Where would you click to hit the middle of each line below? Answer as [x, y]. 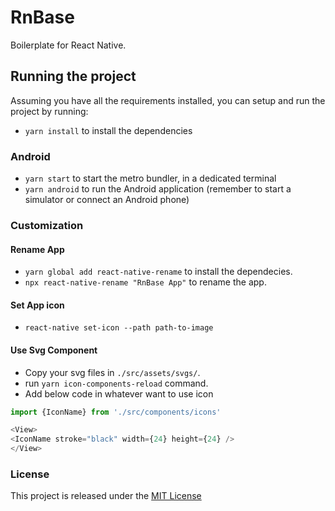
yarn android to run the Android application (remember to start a [158, 189]
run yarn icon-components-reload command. [116, 383]
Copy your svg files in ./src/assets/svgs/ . [112, 372]
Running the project [73, 76]
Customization [47, 225]
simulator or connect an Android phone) [107, 200]
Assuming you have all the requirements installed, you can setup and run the [168, 100]
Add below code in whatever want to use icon [119, 393]
